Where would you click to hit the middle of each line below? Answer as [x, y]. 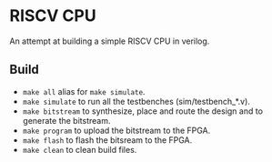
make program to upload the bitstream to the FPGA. [116, 130]
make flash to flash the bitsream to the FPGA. [107, 140]
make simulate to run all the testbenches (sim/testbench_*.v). [136, 101]
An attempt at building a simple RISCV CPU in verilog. [110, 41]
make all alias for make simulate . [84, 91]
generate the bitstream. [66, 120]
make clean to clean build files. [80, 149]
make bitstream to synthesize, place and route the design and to [143, 111]
